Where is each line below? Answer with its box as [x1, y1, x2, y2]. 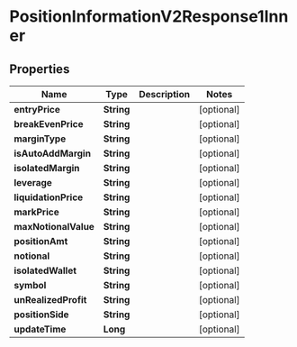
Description [139, 88, 191, 100]
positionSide [13, 308, 69, 321]
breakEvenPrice [13, 118, 84, 130]
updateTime [13, 323, 67, 335]
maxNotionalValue [13, 221, 94, 233]
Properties [9, 61, 70, 77]
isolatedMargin [13, 162, 80, 174]
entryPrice [13, 104, 61, 115]
